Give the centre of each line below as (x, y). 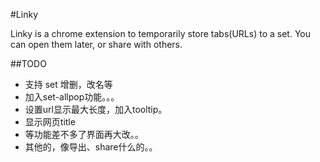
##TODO (28, 63)
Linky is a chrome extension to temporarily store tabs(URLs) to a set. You (160, 33)
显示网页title (50, 122)
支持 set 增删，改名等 (68, 84)
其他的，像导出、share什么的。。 (91, 147)
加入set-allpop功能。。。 (72, 97)
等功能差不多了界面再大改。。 (84, 134)
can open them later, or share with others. (96, 44)
